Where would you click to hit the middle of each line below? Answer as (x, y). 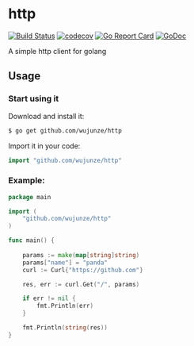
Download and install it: (46, 116)
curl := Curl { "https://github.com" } (83, 270)
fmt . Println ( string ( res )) (65, 328)
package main (30, 197)
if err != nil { (49, 298)
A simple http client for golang (57, 51)
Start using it (34, 98)
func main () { (32, 240)
